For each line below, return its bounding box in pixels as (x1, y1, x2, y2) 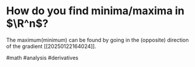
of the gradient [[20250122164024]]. (6, 43, 97, 50)
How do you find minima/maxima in (6, 4, 185, 18)
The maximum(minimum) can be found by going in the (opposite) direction (6, 36, 189, 43)
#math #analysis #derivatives (6, 54, 79, 61)
